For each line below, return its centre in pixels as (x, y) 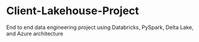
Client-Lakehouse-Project (73, 11)
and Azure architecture (35, 33)
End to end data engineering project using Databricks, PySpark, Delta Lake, (100, 27)
